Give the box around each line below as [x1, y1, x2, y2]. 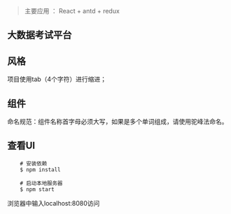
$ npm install [20, 166, 61, 173]
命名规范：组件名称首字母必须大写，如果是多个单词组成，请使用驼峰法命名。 [7, 117, 228, 126]
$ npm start [20, 185, 55, 193]
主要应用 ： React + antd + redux [24, 7, 120, 15]
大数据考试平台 [7, 29, 72, 41]
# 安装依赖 [20, 160, 48, 167]
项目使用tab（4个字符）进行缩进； [7, 75, 107, 83]
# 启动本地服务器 [20, 180, 63, 187]
